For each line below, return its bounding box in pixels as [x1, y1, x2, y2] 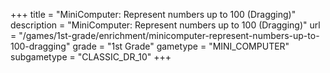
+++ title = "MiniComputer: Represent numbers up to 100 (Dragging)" [10, 9, 297, 20]
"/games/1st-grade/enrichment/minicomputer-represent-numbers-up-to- [18, 30, 320, 41]
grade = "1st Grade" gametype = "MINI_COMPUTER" [72, 40, 290, 52]
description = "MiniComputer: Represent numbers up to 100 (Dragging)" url [10, 19, 321, 31]
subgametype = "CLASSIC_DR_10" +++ [10, 51, 172, 63]
